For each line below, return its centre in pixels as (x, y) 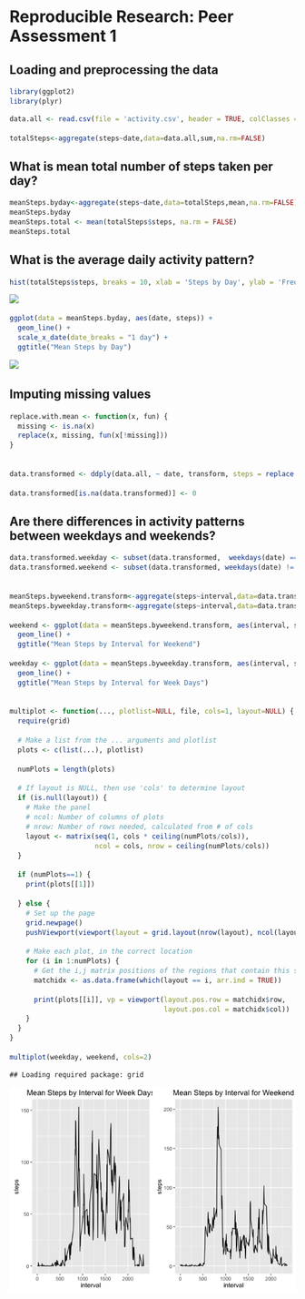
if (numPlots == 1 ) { (54, 875)
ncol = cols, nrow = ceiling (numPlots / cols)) (182, 846)
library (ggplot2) (42, 92)
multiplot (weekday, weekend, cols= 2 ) (81, 1057)
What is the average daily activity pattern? (132, 260)
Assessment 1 (63, 36)
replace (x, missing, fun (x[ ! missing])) (93, 436)
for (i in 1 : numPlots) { (73, 961)
